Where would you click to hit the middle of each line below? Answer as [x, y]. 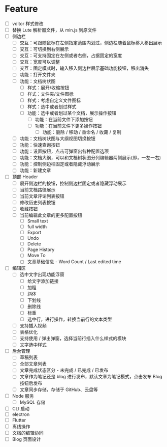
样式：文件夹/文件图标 [51, 94]
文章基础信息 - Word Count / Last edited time [74, 262]
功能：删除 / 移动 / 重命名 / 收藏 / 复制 [82, 132]
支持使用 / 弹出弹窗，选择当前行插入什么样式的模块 [73, 339]
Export [34, 232]
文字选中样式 [33, 345]
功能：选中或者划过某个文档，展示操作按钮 [72, 113]
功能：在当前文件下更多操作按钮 [68, 126]
